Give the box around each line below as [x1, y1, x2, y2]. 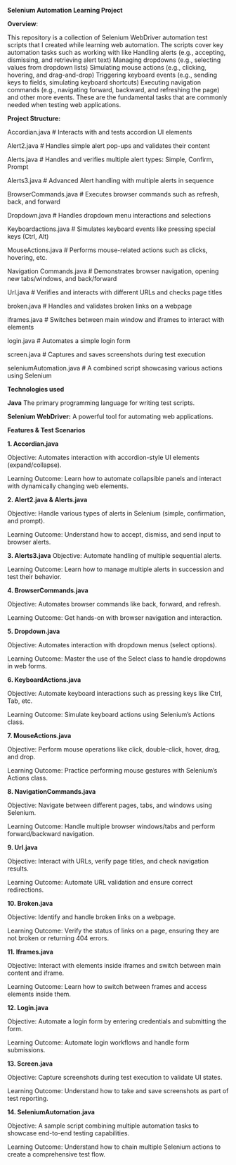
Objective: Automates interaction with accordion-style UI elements [7, 454, 200, 461]
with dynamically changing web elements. [7, 482, 129, 490]
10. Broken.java [7, 899, 53, 907]
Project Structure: [7, 114, 61, 123]
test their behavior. [7, 573, 62, 580]
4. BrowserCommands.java [7, 586, 89, 594]
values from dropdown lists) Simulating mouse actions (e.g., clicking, [7, 63, 207, 71]
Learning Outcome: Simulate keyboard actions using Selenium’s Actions [7, 711, 216, 718]
